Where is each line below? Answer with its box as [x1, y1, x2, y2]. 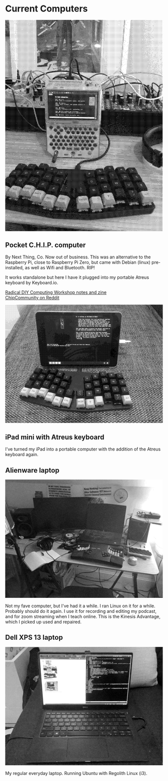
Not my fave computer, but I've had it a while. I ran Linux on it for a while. [5, 603, 156, 609]
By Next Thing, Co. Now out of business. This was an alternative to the [5, 254, 151, 260]
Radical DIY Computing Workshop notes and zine [5, 289, 106, 295]
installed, [5, 265, 24, 271]
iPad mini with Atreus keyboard [5, 433, 104, 441]
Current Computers [5, 3, 88, 15]
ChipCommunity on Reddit [5, 295, 59, 301]
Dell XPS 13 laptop [5, 633, 63, 642]
